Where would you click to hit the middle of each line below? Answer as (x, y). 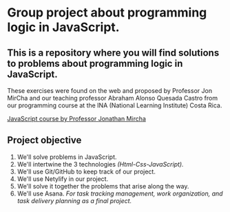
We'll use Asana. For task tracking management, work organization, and (120, 193)
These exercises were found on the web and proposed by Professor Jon (109, 91)
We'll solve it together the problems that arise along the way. (103, 186)
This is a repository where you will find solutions (113, 53)
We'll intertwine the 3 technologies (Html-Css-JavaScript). (100, 164)
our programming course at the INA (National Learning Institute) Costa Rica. (115, 105)
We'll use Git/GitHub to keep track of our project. (86, 171)
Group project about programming (107, 13)
